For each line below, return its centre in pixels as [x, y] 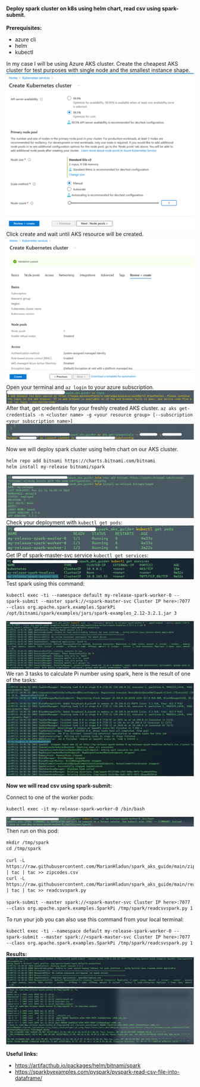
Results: [17, 954]
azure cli [25, 39]
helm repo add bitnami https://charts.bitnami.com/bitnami [81, 461]
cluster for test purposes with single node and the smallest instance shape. [98, 70]
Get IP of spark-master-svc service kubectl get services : [77, 555]
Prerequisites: [24, 28]
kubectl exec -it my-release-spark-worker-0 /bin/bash [76, 809]
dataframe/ [29, 1078]
